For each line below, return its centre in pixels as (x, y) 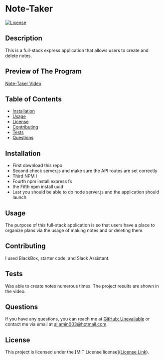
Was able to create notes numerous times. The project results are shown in (82, 286)
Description (24, 38)
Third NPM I (25, 176)
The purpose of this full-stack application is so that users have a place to (80, 225)
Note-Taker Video (23, 83)
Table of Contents (34, 99)
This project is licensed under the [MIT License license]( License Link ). (77, 352)
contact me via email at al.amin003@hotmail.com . (57, 324)
